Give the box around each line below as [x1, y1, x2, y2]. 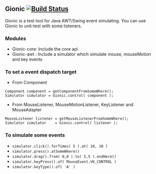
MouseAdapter [12, 107, 42, 113]
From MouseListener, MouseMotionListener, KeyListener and [12, 102, 134, 107]
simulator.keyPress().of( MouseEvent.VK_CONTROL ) [12, 159, 117, 164]
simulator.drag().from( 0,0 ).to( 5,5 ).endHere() [12, 154, 117, 159]
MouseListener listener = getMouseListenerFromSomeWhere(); [5, 116, 129, 122]
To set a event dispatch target [5, 69, 77, 75]
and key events [12, 56, 43, 62]
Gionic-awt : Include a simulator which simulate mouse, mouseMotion [12, 52, 151, 57]
